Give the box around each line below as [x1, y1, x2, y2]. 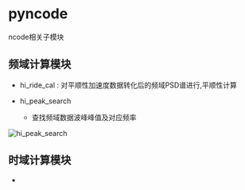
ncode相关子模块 [8, 32, 64, 41]
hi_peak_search [19, 96, 72, 106]
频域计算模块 [8, 57, 72, 72]
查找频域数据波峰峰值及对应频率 [31, 112, 137, 122]
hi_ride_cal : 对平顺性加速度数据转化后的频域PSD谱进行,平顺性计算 [19, 80, 237, 90]
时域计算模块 [8, 153, 72, 167]
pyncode [8, 5, 68, 23]
